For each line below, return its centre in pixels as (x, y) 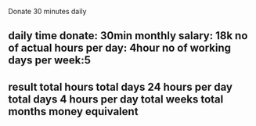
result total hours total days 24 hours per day (121, 86)
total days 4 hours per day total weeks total (116, 99)
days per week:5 (50, 61)
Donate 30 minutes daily (47, 11)
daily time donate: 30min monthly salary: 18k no (128, 36)
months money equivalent (73, 112)
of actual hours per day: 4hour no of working (120, 48)
